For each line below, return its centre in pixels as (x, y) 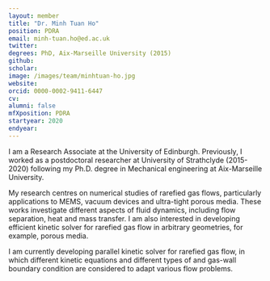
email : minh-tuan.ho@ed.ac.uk (59, 38)
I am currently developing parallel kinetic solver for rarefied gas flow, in (127, 251)
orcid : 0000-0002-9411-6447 (56, 91)
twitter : (23, 46)
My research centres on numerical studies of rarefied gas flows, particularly (135, 193)
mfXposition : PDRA (39, 114)
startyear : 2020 (36, 121)
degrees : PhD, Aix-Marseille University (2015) (90, 53)
